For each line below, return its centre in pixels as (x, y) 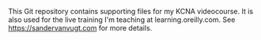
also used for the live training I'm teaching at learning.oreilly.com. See (122, 20)
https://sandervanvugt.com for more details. (80, 28)
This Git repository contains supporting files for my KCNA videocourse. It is (131, 11)
